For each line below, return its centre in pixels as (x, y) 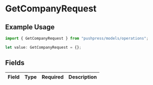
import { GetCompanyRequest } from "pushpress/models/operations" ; (77, 38)
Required (53, 77)
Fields (15, 63)
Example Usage (30, 27)
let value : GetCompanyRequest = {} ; (43, 47)
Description (83, 77)
